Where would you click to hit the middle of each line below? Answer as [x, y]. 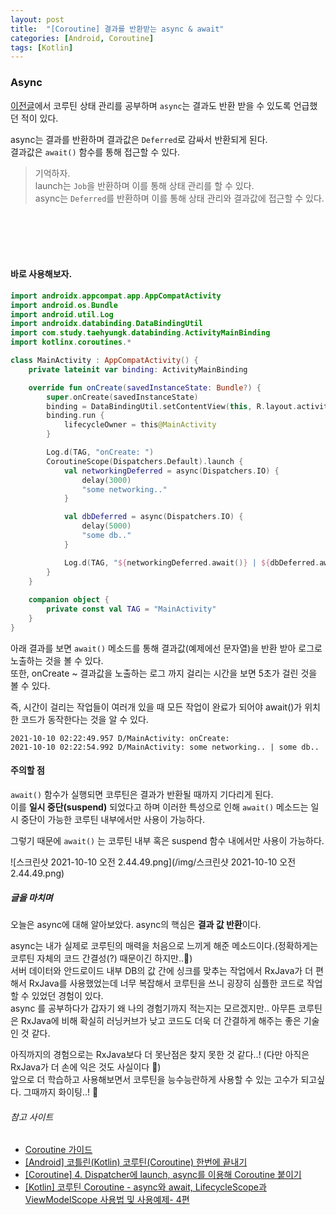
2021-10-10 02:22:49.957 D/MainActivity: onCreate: [120, 738]
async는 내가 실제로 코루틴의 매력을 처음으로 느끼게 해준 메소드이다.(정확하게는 [164, 945]
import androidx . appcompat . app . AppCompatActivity [116, 296]
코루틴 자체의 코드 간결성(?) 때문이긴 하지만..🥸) [101, 958]
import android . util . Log [62, 314]
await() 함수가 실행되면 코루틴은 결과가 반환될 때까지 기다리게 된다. [142, 794]
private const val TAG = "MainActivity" [131, 609]
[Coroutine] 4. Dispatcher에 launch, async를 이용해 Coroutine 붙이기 [163, 1175]
